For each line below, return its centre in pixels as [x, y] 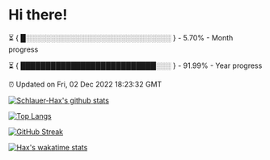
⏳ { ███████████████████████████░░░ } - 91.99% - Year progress [135, 65]
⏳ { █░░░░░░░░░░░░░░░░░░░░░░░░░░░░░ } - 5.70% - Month [121, 37]
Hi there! [38, 15]
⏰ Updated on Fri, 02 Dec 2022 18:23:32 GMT [85, 84]
